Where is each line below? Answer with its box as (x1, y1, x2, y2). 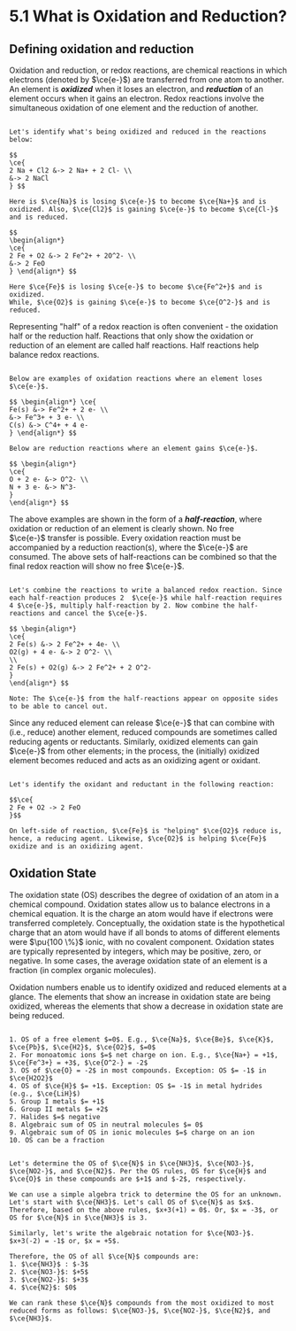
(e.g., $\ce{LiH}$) (9, 1089, 81, 1098)
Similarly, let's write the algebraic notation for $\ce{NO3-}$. (9, 1228, 254, 1237)
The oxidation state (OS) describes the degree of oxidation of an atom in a (9, 889, 279, 900)
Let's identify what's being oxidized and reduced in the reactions (9, 128, 267, 136)
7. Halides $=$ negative (9, 1112, 101, 1121)
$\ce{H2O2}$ (9, 1073, 53, 1082)
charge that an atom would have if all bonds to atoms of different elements (9, 927, 281, 938)
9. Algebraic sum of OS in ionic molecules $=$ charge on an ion (9, 1127, 254, 1137)
